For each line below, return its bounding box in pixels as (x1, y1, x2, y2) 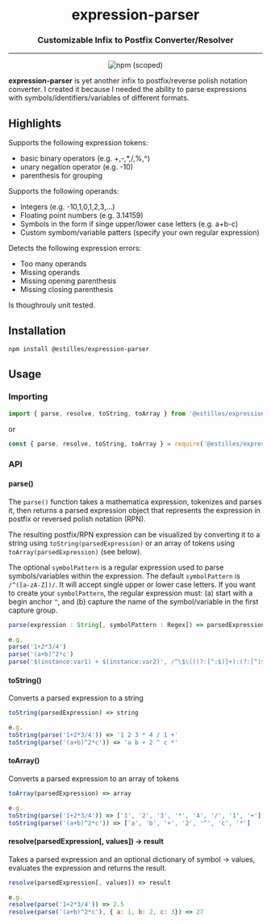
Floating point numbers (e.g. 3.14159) (19, 211, 144, 220)
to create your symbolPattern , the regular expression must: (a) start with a (8, 587, 253, 598)
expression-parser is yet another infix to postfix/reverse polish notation (8, 76, 248, 86)
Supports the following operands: (8, 186, 119, 196)
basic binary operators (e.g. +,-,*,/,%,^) (19, 153, 151, 163)
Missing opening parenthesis (19, 276, 117, 286)
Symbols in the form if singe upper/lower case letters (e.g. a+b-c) (19, 220, 239, 229)
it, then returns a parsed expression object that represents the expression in (8, 505, 261, 515)
